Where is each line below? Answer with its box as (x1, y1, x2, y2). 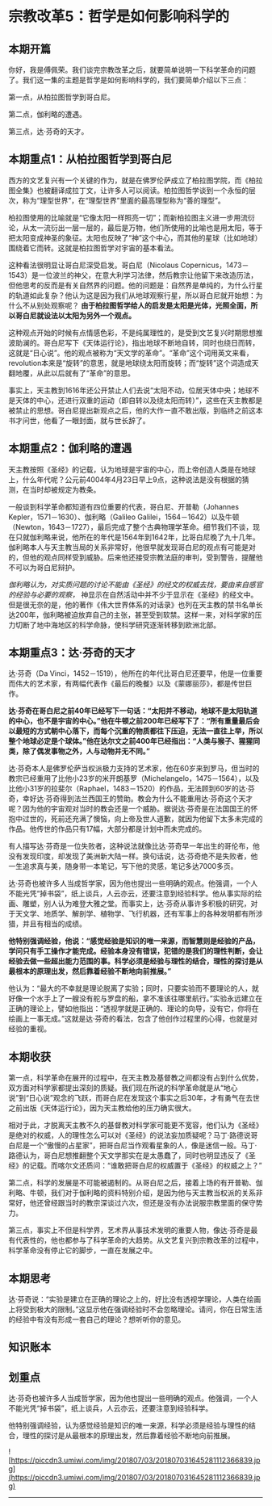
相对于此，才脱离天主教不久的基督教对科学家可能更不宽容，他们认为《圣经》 (8, 1120, 263, 1131)
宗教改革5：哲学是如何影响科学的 (8, 7, 230, 26)
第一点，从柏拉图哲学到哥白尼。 (8, 92, 115, 102)
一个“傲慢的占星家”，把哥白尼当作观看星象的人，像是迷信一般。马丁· (29, 1140, 257, 1151)
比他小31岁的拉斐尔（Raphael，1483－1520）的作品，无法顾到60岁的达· (8, 784, 249, 794)
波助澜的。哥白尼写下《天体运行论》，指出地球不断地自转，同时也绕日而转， (8, 338, 260, 347)
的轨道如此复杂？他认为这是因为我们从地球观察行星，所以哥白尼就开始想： (8, 290, 256, 300)
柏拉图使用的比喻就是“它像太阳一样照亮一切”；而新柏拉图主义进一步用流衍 (8, 212, 256, 222)
